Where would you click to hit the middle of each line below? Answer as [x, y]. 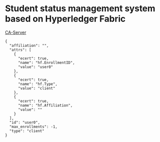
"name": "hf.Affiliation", [45, 105]
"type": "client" [27, 131]
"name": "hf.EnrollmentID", [46, 62]
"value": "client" [36, 88]
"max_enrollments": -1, [33, 127]
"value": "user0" [36, 67]
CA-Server [16, 32]
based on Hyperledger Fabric [65, 19]
